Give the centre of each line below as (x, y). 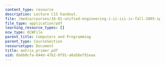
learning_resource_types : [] (35, 28)
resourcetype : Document (29, 46)
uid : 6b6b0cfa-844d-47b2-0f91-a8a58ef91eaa (50, 55)
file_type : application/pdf (34, 23)
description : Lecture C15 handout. (41, 14)
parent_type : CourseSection (34, 42)
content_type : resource (29, 10)
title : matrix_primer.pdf (31, 50)
